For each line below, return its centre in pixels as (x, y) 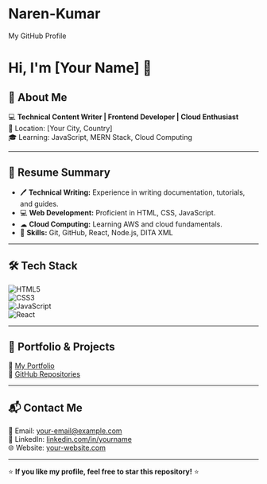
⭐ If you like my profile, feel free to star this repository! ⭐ (104, 472)
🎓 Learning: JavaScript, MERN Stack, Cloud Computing (101, 137)
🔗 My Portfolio (31, 366)
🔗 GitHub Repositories (44, 374)
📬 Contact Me (45, 407)
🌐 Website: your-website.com (57, 448)
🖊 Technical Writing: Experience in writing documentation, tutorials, (132, 192)
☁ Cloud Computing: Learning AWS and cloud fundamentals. (121, 224)
